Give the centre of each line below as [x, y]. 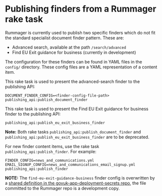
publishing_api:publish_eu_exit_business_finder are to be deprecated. [77, 137]
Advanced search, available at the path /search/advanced [69, 47]
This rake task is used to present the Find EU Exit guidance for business [77, 109]
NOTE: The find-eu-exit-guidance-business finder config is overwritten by [80, 178]
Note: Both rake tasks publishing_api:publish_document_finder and [73, 131]
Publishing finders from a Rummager [81, 9]
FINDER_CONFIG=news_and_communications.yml [50, 160]
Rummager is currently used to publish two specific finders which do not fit [80, 33]
